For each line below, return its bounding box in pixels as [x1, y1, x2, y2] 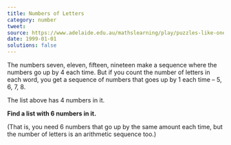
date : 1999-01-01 [7, 36, 57, 43]
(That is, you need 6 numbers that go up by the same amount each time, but [7, 123, 223, 131]
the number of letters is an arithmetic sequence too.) [7, 130, 157, 138]
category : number [7, 16, 57, 23]
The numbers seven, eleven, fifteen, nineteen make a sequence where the [7, 61, 218, 69]
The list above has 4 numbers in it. [7, 96, 105, 104]
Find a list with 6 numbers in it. [7, 109, 97, 118]
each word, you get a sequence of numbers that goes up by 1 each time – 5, [7, 76, 222, 83]
